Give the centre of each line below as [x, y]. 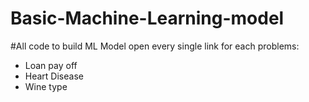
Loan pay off [51, 65]
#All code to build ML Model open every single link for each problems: [155, 46]
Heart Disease [54, 76]
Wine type [46, 86]
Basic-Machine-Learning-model [147, 18]
